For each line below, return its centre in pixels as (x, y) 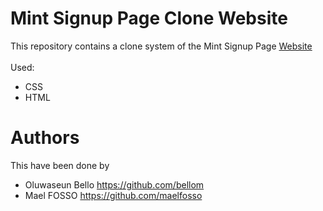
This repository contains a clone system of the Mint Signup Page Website (161, 46)
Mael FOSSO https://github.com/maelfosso (113, 195)
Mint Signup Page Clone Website (149, 18)
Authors (45, 138)
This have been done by (60, 165)
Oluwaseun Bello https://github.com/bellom (114, 184)
